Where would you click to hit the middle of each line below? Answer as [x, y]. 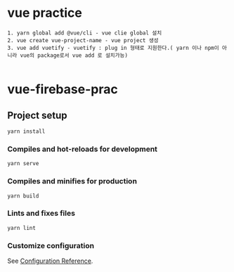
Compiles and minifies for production [72, 181]
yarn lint [22, 228]
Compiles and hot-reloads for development [83, 149]
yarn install [26, 131]
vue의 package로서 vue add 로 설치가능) [74, 55]
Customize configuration [51, 245]
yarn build [23, 196]
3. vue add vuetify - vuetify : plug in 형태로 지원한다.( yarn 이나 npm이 [113, 48]
